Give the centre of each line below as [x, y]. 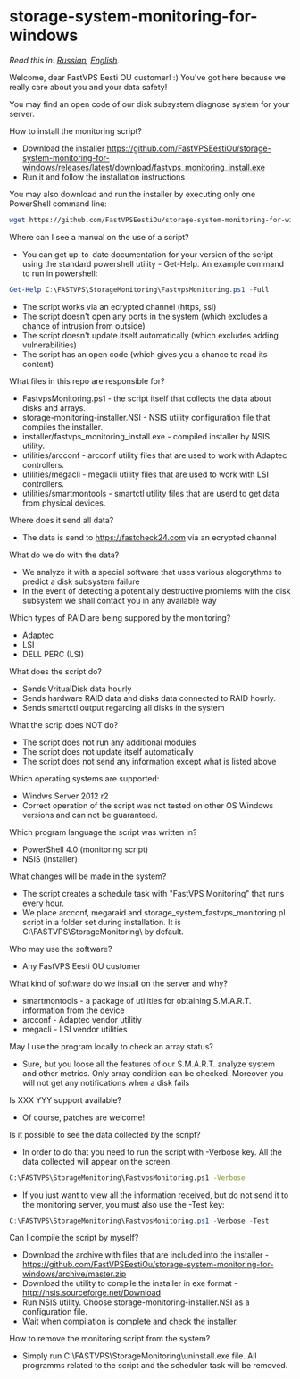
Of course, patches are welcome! [83, 1117]
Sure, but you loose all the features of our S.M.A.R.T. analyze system [148, 1064]
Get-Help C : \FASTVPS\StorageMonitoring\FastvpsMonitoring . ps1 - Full [139, 289]
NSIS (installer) [50, 858]
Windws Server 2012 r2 [65, 796]
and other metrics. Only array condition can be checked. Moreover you [153, 1073]
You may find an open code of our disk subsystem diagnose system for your [150, 104]
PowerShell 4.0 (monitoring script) [85, 849]
